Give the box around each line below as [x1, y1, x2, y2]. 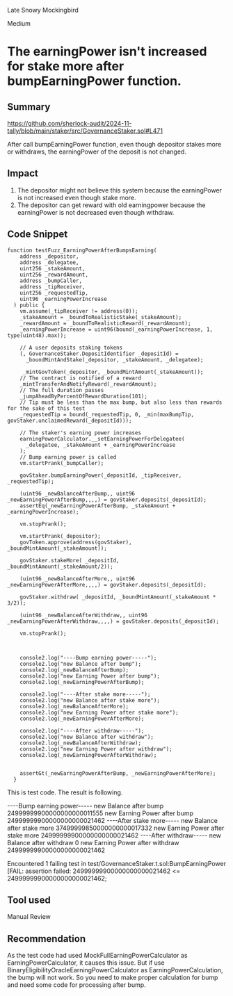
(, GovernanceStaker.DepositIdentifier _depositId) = [19, 350, 179, 357]
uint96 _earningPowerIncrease [19, 295, 108, 302]
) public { [13, 302, 45, 309]
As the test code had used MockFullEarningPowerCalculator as [7, 952, 188, 960]
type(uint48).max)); [7, 332, 67, 339]
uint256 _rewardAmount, [19, 271, 89, 278]
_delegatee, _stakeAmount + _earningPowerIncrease [25, 441, 176, 448]
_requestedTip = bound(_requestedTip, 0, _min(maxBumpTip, [19, 411, 195, 418]
